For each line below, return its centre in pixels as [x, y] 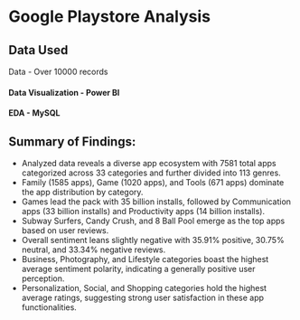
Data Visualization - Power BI [64, 92]
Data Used [38, 50]
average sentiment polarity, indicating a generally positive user [138, 269]
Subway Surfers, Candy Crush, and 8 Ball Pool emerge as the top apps [153, 221]
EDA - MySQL [34, 113]
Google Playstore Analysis [110, 17]
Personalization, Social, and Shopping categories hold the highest [144, 288]
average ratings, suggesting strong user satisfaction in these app [142, 297]
